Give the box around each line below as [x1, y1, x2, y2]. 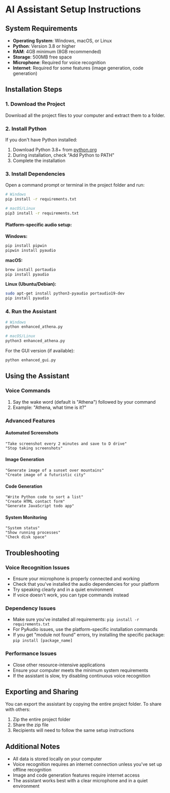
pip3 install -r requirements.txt [5, 210, 79, 216]
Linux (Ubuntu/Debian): [5, 281, 57, 287]
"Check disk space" [5, 534, 47, 540]
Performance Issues [5, 650, 57, 657]
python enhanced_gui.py [5, 358, 56, 363]
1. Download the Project [5, 101, 66, 108]
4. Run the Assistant [5, 308, 57, 315]
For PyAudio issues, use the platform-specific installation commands [12, 626, 158, 632]
